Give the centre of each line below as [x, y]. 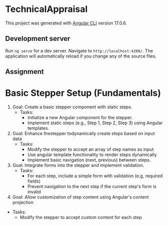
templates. [38, 128]
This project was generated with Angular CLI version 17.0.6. [66, 23]
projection [23, 203]
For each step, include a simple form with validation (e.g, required [95, 176]
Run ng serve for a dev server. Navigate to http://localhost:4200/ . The [79, 50]
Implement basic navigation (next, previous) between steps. [89, 160]
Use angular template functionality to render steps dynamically [92, 155]
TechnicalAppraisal [46, 9]
